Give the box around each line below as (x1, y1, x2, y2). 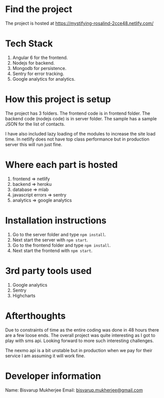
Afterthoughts (5, 310, 66, 321)
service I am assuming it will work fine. (5, 353, 85, 359)
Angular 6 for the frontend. (12, 54, 68, 60)
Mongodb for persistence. (12, 65, 67, 71)
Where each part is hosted (5, 159, 118, 170)
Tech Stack (5, 38, 53, 49)
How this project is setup (5, 94, 111, 105)
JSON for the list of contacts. (5, 121, 65, 127)
